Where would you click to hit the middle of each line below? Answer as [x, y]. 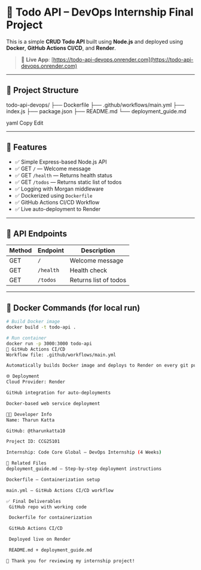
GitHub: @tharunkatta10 [36, 431]
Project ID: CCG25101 [33, 442]
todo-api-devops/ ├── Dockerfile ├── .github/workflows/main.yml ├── [95, 105]
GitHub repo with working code [48, 507]
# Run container [26, 338]
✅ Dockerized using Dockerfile [54, 195]
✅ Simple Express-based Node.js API [61, 162]
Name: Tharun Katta [31, 420]
